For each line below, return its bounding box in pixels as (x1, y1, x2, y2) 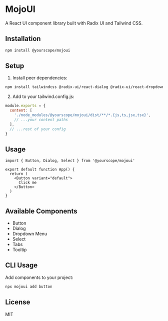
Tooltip (12, 246, 27, 253)
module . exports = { (5, 103, 46, 108)
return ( (9, 171, 28, 176)
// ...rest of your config (9, 126, 66, 131)
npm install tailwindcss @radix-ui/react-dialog (5, 84, 108, 89)
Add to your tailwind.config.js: (12, 93, 74, 99)
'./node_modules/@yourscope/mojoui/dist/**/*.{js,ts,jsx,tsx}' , (14, 112, 151, 118)
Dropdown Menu (12, 231, 47, 237)
